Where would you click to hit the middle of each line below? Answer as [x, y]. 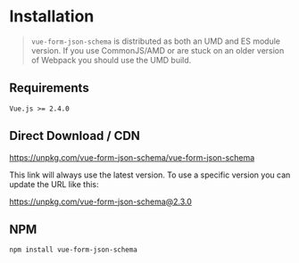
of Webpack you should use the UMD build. [111, 60]
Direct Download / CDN [75, 136]
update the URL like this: [54, 184]
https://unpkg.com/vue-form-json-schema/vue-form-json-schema [132, 157]
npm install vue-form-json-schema [74, 250]
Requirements [49, 88]
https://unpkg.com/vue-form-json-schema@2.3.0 [100, 201]
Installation [52, 16]
